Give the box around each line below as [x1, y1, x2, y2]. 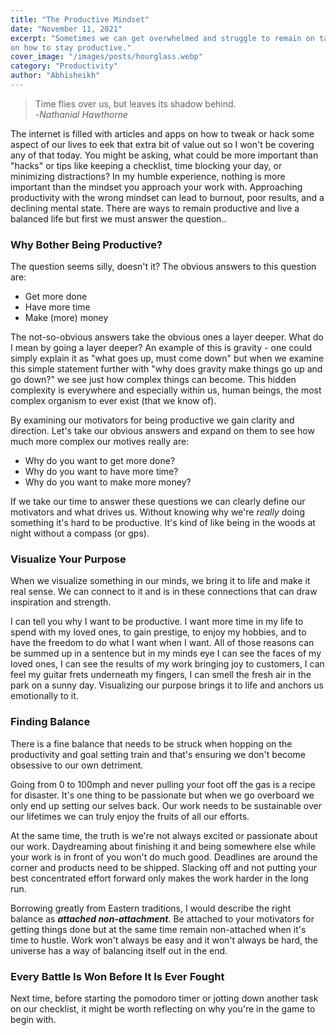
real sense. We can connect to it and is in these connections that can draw [10, 586, 318, 598]
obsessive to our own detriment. [10, 759, 144, 771]
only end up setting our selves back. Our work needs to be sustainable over [10, 799, 322, 811]
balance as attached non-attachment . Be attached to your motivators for [10, 912, 315, 925]
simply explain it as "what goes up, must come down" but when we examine [10, 352, 325, 365]
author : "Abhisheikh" [10, 71, 101, 81]
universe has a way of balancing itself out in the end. [10, 944, 228, 956]
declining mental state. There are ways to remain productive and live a [10, 202, 300, 214]
